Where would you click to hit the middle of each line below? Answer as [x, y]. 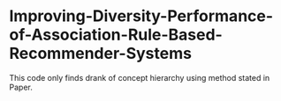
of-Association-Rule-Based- [116, 35]
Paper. [21, 87]
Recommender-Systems [101, 54]
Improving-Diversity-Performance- [141, 16]
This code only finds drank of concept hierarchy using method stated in [140, 77]
